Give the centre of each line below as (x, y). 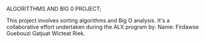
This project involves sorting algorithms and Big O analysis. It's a (88, 20)
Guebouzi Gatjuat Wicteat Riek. (46, 33)
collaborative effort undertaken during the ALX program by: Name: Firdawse (103, 27)
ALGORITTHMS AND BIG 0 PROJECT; (54, 9)
